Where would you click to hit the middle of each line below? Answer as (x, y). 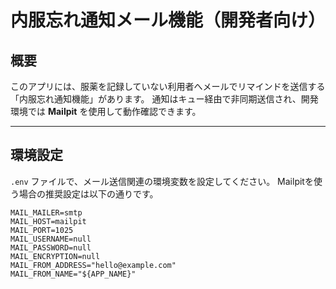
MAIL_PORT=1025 (42, 230)
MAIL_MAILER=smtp (46, 212)
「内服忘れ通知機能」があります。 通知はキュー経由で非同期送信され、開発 (164, 99)
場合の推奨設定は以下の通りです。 (88, 193)
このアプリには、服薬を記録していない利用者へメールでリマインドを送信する (168, 86)
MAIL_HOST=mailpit (48, 221)
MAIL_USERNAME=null (51, 239)
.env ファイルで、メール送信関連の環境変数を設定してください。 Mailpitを (162, 181)
